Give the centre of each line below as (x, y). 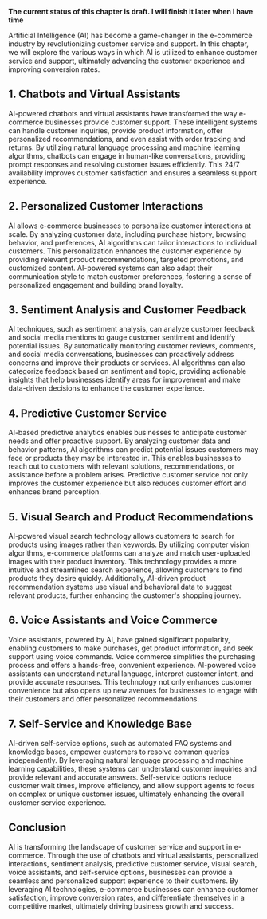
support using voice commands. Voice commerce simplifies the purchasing (132, 656)
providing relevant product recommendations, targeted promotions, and (126, 259)
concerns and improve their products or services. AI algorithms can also (127, 363)
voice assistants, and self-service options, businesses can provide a (120, 872)
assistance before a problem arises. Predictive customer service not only (128, 475)
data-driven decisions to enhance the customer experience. (107, 388)
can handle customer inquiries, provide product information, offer (116, 130)
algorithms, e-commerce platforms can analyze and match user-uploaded (130, 553)
